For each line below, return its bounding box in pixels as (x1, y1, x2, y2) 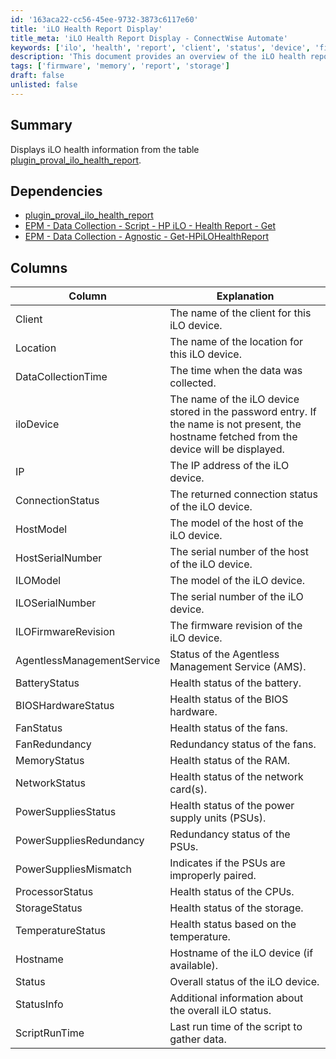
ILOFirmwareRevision (15, 625, 116, 639)
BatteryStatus (15, 676, 80, 690)
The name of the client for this (169, 306, 312, 320)
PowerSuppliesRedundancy (15, 834, 145, 848)
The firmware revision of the (169, 619, 303, 633)
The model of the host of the (169, 516, 304, 530)
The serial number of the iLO (169, 590, 304, 604)
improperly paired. (169, 869, 257, 883)
